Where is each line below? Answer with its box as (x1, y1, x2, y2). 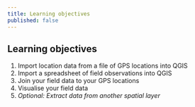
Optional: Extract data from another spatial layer (17, 92, 161, 100)
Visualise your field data (17, 84, 89, 92)
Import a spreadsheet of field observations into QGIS (17, 69, 172, 77)
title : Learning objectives (7, 10, 91, 18)
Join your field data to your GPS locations (17, 77, 140, 85)
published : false (7, 17, 59, 24)
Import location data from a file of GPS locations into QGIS (17, 61, 188, 70)
